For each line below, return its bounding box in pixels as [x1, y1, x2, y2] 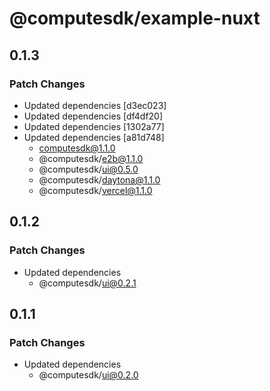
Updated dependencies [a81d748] [23, 131, 165, 143]
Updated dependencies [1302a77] [23, 120, 165, 132]
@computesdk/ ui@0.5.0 [38, 163, 139, 175]
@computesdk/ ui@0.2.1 [38, 277, 137, 289]
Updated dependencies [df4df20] [23, 110, 164, 122]
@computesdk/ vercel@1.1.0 [38, 184, 153, 196]
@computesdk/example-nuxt [9, 7, 261, 30]
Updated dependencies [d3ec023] [23, 99, 167, 111]
